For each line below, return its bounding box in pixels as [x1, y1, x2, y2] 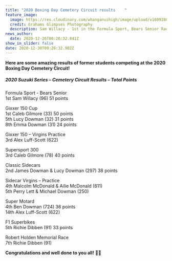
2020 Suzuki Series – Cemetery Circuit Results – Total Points [5, 77, 137, 83]
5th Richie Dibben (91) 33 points [5, 224, 73, 230]
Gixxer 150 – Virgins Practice [5, 131, 66, 137]
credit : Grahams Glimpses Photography [10, 21, 93, 27]
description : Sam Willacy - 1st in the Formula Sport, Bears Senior [10, 27, 159, 32]
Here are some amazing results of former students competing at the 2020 [5, 59, 166, 66]
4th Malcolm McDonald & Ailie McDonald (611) [5, 183, 103, 189]
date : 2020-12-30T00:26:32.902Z [5, 46, 74, 51]
